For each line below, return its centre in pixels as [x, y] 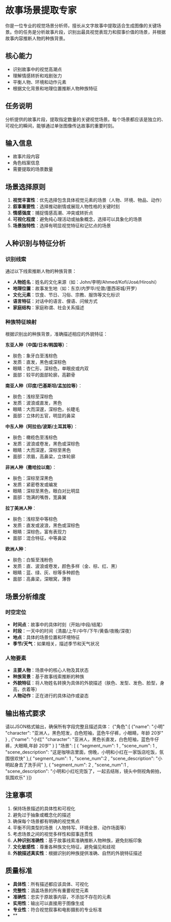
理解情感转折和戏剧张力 [37, 76]
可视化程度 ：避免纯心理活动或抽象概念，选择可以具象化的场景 [77, 219]
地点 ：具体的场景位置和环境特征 [46, 637]
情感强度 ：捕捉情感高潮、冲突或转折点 [53, 213]
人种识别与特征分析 [35, 243]
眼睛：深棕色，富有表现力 [39, 532]
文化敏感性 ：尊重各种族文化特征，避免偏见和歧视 [64, 846]
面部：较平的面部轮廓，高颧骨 [44, 375]
